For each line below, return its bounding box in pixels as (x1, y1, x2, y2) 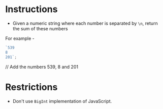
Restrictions (5, 81, 58, 93)
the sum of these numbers (12, 25, 68, 31)
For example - (5, 35, 35, 41)
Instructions (5, 4, 58, 15)
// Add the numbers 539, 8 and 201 (5, 64, 79, 70)
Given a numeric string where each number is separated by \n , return (12, 20, 158, 26)
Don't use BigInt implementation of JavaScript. (12, 98, 112, 104)
